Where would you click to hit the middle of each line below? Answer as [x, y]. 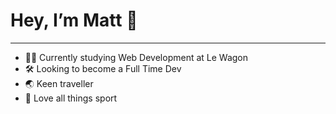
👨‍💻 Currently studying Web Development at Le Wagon [136, 57]
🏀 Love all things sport [71, 98]
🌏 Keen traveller [59, 83]
